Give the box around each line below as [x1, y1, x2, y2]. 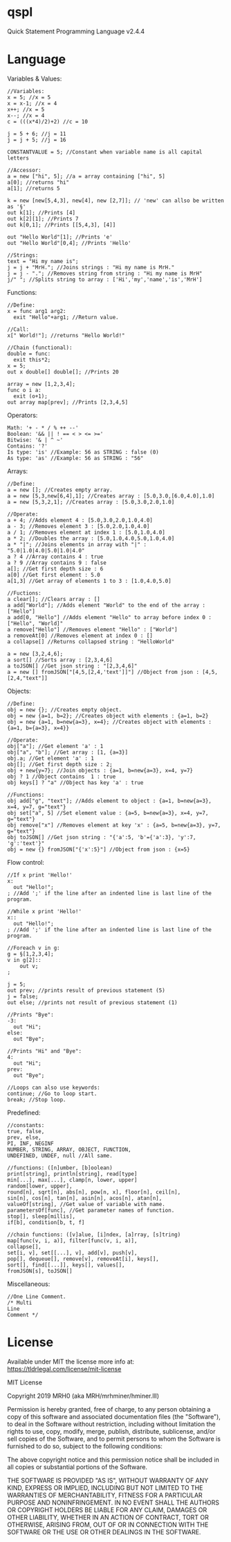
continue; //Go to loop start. [7, 1090, 98, 1097]
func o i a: [7, 387, 41, 393]
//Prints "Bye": [7, 1011, 54, 1018]
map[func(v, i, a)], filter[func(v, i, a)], [7, 1237, 138, 1244]
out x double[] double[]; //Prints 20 [7, 368, 119, 375]
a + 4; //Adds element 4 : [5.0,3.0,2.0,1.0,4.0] [7, 516, 154, 524]
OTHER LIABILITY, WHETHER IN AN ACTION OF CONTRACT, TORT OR [7, 1513, 209, 1521]
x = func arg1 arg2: [7, 307, 67, 314]
